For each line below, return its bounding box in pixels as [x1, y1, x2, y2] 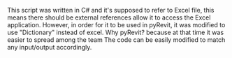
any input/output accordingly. [7, 43, 92, 51]
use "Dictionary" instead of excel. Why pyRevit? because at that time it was [7, 28, 224, 36]
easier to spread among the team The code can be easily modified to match [7, 36, 226, 44]
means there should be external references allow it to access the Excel [7, 13, 211, 22]
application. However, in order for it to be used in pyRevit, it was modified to [7, 21, 226, 29]
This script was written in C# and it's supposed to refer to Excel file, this [7, 6, 215, 14]
